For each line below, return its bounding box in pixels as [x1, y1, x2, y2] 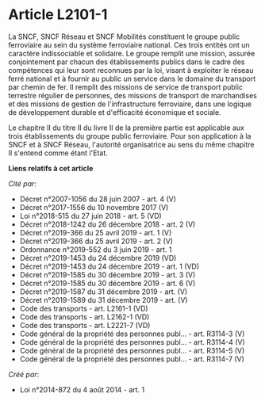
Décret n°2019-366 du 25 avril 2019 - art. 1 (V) [19, 227, 172, 237]
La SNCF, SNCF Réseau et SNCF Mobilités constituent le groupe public [8, 32, 240, 41]
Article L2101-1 [8, 6, 108, 24]
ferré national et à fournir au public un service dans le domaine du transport [8, 74, 256, 83]
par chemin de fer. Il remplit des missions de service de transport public [8, 82, 244, 92]
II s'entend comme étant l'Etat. [8, 148, 109, 158]
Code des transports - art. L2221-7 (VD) [19, 320, 151, 330]
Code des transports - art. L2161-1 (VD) [19, 304, 148, 313]
